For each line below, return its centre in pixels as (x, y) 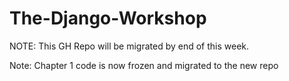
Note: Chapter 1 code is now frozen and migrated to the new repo (144, 65)
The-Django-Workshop (108, 18)
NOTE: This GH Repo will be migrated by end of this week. (129, 46)
